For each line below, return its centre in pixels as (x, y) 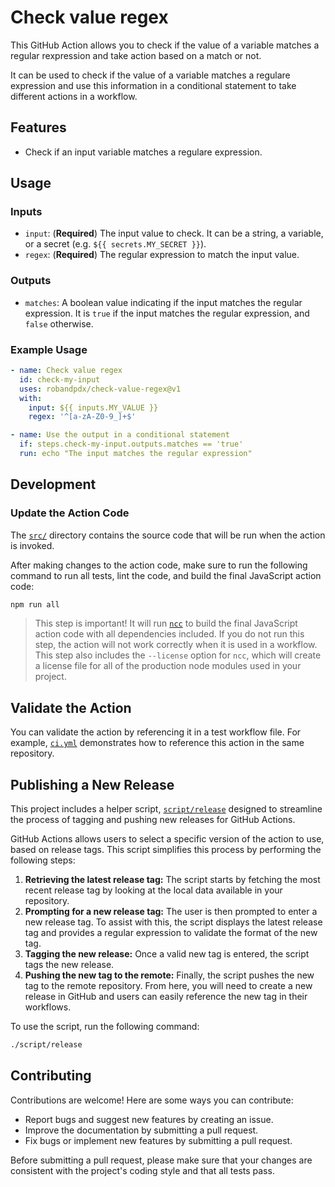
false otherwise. (59, 323)
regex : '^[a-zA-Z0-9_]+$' (82, 417)
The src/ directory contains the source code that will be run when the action (168, 535)
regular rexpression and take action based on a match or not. (136, 55)
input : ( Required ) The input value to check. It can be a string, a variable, (174, 233)
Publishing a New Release (92, 784)
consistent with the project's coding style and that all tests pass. (142, 1170)
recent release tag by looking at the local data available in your (153, 890)
